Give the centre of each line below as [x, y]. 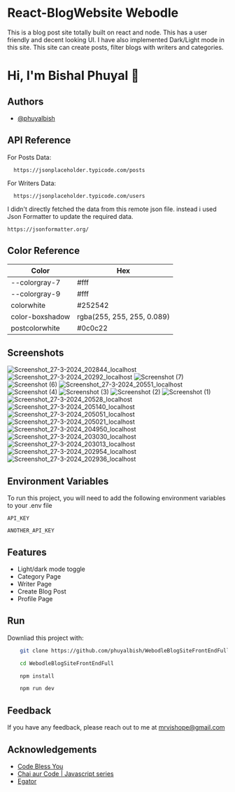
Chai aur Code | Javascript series [65, 774]
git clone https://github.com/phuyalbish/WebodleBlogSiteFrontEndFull [125, 650]
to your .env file [30, 506]
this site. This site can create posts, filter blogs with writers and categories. [115, 47]
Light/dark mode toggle [51, 569]
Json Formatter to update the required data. [70, 216]
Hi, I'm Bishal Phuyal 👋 [73, 76]
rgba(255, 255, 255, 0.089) [123, 316]
